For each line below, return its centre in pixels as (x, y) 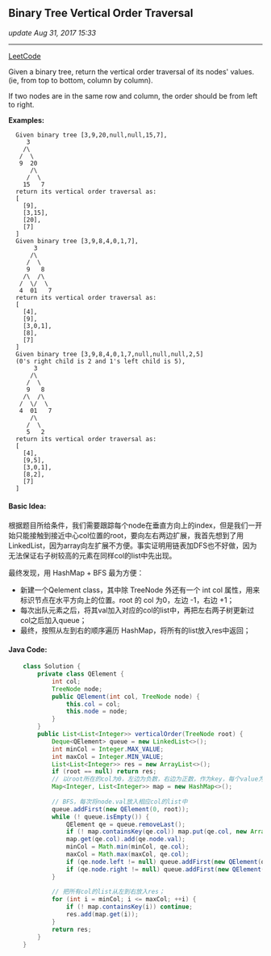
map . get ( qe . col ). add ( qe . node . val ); (125, 840)
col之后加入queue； (53, 621)
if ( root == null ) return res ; (104, 772)
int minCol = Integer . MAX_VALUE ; (107, 749)
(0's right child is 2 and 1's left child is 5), (100, 361)
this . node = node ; (97, 712)
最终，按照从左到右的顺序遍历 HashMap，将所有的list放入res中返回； (135, 630)
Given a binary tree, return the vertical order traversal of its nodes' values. (131, 71)
